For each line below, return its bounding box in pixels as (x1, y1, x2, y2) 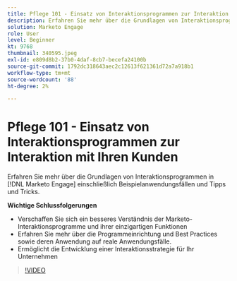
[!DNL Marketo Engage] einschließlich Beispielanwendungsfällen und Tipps (7, 180, 226, 189)
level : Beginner (7, 37, 55, 44)
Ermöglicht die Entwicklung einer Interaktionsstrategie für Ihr (17, 245, 195, 253)
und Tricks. (7, 188, 40, 196)
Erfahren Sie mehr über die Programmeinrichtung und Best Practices (17, 230, 217, 239)
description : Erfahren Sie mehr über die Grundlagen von (7, 17, 178, 24)
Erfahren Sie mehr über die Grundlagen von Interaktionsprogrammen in (7, 172, 214, 181)
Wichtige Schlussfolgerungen (7, 201, 97, 210)
